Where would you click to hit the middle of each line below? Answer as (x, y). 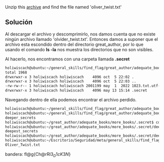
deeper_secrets (20, 118)
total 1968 (16, 72)
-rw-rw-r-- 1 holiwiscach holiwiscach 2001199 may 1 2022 (68, 86)
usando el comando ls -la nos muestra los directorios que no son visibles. (79, 49)
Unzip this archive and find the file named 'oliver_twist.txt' (63, 7)
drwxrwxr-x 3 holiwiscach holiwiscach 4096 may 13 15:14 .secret (76, 90)
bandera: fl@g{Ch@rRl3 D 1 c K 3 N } (38, 154)
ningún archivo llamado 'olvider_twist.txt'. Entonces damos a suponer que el (82, 39)
